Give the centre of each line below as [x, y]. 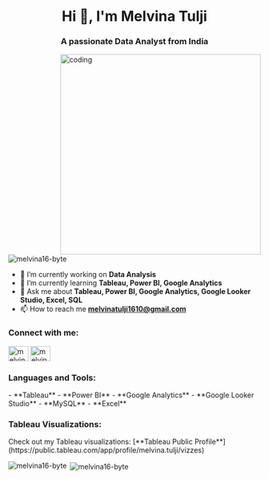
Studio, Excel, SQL [51, 300]
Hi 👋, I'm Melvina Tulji [134, 16]
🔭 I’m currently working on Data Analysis [88, 275]
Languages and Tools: [52, 377]
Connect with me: [44, 333]
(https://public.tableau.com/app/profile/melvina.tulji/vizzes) [106, 450]
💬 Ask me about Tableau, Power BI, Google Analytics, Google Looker [135, 292]
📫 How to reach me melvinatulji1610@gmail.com [103, 309]
